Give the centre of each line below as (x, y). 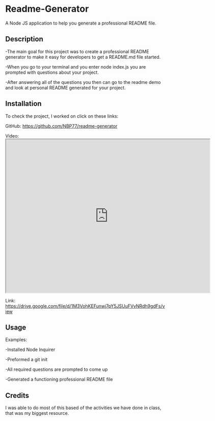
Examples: (16, 340)
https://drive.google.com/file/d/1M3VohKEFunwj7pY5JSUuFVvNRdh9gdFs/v (85, 306)
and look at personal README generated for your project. (65, 87)
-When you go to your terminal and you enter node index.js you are (76, 67)
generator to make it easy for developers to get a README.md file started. (83, 57)
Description (24, 39)
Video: (12, 136)
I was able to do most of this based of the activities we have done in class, (83, 408)
